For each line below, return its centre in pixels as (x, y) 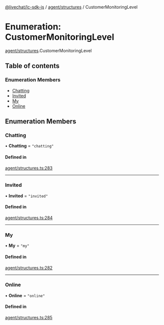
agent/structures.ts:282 (29, 267)
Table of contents (32, 66)
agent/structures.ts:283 (29, 168)
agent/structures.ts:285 (29, 318)
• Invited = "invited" (27, 196)
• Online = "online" (25, 295)
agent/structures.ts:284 (29, 218)
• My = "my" (17, 245)
